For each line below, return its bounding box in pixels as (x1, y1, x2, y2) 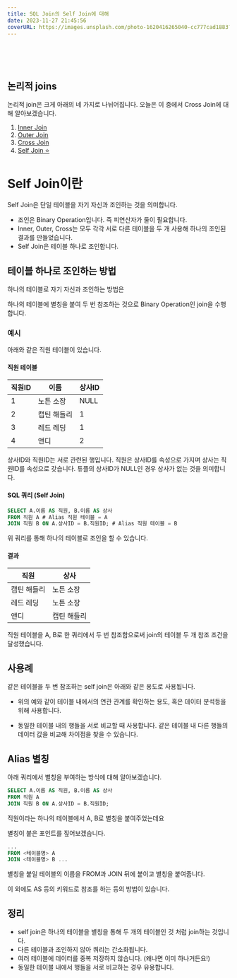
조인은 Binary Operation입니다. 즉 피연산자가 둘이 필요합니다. (17, 216, 188, 224)
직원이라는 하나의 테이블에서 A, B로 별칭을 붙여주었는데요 (7, 814, 164, 822)
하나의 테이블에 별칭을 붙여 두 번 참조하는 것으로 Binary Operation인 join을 (7, 300, 214, 308)
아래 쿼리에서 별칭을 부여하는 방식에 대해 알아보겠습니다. (7, 773, 162, 781)
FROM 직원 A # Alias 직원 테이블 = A (7, 513, 108, 520)
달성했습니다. (7, 639, 44, 648)
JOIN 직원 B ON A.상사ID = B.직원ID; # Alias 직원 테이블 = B (7, 520, 178, 528)
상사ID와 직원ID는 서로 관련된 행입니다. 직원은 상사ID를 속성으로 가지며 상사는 (7, 455, 220, 464)
